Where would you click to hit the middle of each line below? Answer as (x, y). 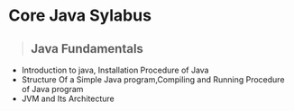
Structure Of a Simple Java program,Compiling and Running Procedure (153, 80)
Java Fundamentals (87, 49)
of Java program (52, 89)
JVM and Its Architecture (68, 98)
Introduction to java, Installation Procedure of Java (115, 70)
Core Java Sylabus (80, 16)
